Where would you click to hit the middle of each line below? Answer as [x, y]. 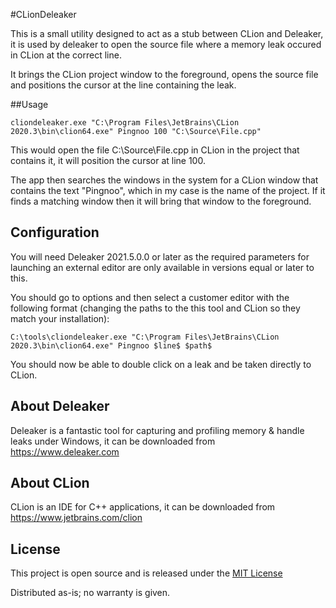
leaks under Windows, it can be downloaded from [113, 441]
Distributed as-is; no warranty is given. [90, 593]
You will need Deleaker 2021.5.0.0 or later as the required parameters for [160, 256]
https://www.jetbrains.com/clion [76, 518]
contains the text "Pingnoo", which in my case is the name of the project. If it [168, 190]
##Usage [29, 104]
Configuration [55, 232]
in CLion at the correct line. [66, 55]
